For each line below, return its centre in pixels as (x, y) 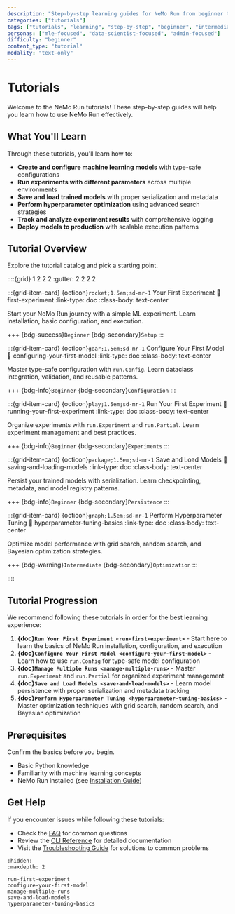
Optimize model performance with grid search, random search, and (104, 544)
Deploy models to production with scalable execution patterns (108, 227)
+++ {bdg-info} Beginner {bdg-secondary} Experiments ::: (88, 446)
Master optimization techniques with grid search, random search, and (117, 706)
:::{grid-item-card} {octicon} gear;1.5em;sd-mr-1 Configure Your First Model (116, 349)
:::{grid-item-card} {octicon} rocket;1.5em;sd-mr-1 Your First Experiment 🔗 (114, 293)
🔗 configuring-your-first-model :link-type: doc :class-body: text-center (109, 356)
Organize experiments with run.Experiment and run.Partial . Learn (103, 425)
